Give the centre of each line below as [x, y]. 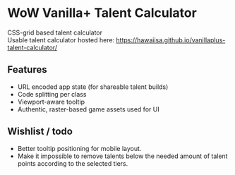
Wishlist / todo [40, 132]
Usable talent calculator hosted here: [61, 40]
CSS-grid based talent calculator [55, 32]
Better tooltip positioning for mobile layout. [79, 148]
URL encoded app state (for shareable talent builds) [93, 87]
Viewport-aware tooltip [51, 102]
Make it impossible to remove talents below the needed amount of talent [122, 156]
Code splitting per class [52, 94]
